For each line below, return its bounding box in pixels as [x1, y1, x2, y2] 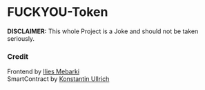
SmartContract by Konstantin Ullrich [7, 75, 110, 83]
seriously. [7, 34, 35, 42]
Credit [7, 51, 29, 61]
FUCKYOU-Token [7, 4, 108, 20]
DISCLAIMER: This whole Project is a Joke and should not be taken [7, 27, 199, 35]
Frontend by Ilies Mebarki [7, 67, 80, 76]
